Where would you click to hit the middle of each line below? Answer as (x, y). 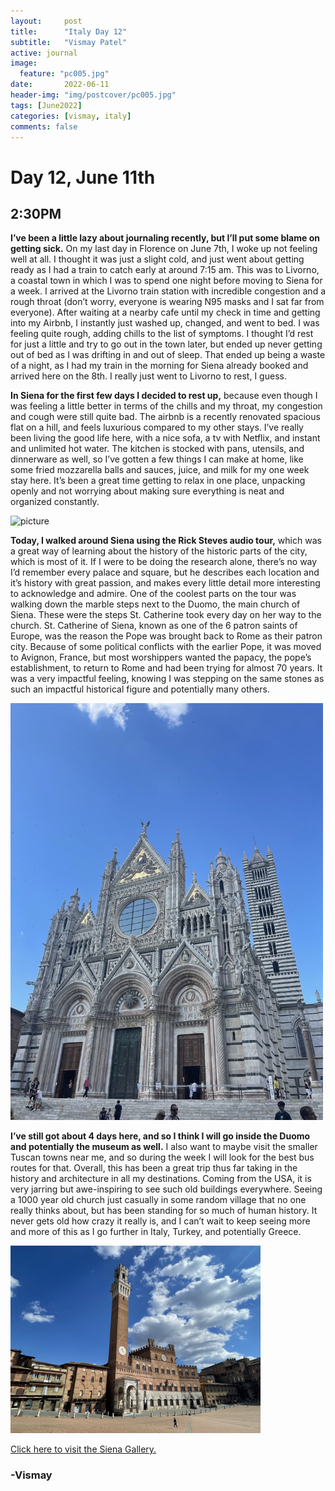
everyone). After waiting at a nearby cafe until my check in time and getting (165, 312)
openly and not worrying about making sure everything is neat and (147, 491)
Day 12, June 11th (83, 177)
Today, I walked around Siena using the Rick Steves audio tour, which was (166, 541)
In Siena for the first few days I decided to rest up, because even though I (164, 396)
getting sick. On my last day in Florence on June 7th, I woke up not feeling (164, 249)
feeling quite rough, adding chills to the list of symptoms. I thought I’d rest (162, 334)
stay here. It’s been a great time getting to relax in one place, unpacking (158, 481)
